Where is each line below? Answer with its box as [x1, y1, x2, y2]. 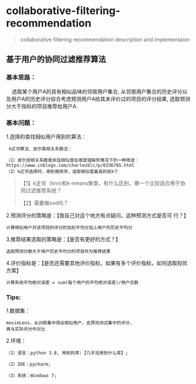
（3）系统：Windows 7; [6, 373, 57, 379]
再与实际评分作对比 [6, 327, 46, 332]
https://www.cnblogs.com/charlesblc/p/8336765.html [6, 162, 135, 168]
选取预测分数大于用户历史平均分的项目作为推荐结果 [6, 248, 111, 254]
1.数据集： [6, 307, 30, 314]
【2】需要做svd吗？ [20, 199, 68, 206]
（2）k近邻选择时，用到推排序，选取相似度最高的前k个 [6, 168, 119, 174]
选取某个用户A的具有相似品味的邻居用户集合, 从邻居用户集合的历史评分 [11, 88, 183, 95]
